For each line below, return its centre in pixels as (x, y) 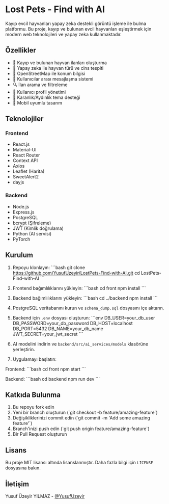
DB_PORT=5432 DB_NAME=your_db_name (58, 328)
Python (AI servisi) (32, 233)
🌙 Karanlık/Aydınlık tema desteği (46, 97)
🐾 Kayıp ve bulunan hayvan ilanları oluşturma (60, 63)
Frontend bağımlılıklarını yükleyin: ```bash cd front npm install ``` (79, 288)
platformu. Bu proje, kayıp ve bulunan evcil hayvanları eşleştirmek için (78, 29)
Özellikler (21, 50)
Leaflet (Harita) (29, 171)
